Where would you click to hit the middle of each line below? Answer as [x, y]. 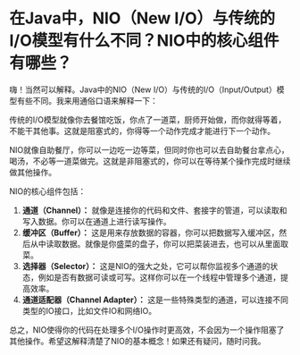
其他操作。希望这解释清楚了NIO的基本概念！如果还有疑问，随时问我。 [137, 341]
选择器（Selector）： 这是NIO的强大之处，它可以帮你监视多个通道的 [146, 266]
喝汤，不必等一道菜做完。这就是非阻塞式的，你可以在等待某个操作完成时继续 [150, 161]
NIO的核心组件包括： [48, 191]
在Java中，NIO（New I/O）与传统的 [142, 18]
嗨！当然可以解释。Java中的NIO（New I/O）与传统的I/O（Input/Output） [143, 89]
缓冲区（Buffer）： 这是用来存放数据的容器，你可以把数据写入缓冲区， [150, 232]
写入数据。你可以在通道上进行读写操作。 [96, 221]
